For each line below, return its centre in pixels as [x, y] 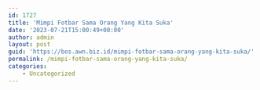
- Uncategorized [49, 74]
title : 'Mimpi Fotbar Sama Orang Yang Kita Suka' [91, 23]
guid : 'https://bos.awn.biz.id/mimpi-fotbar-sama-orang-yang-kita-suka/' [132, 52]
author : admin [31, 37]
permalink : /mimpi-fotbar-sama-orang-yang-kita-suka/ [98, 59]
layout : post [29, 45]
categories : [27, 67]
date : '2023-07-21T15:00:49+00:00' [66, 30]
